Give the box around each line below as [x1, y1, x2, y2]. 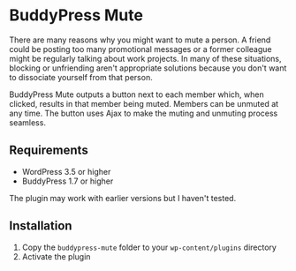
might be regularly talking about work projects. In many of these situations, [9, 53, 282, 64]
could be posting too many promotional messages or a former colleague [9, 43, 272, 54]
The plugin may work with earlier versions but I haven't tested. [9, 192, 237, 203]
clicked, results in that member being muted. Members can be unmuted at [9, 98, 279, 109]
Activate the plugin [21, 251, 91, 261]
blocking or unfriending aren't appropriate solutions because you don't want [9, 63, 287, 73]
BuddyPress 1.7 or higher [21, 176, 114, 186]
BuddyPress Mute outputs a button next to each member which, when [9, 89, 264, 100]
